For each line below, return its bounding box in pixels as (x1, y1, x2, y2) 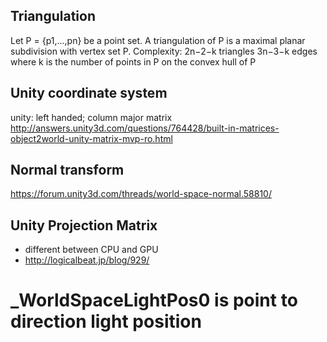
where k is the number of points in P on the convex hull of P (10, 55, 257, 68)
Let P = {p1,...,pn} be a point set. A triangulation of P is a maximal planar (10, 34, 306, 46)
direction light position (10, 310, 202, 333)
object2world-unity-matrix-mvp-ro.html (10, 132, 173, 144)
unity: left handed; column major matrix (10, 111, 173, 123)
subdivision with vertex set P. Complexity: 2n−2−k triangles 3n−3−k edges (10, 45, 318, 57)
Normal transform (10, 162, 125, 179)
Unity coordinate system (10, 85, 168, 102)
